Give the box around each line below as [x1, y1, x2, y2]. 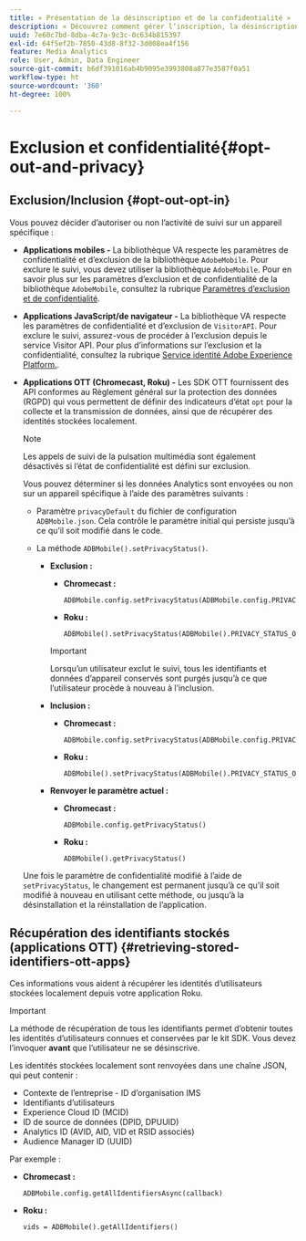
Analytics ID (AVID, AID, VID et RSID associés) [22, 1126, 195, 1137]
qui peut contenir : [9, 1069, 78, 1081]
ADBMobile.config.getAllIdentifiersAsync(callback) [22, 1189, 223, 1198]
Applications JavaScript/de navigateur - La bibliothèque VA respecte [22, 310, 287, 321]
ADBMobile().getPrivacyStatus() [63, 854, 187, 863]
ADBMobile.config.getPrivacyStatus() [63, 820, 207, 829]
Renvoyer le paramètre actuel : [49, 785, 169, 796]
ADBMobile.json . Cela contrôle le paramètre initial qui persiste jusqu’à [36, 515, 295, 526]
